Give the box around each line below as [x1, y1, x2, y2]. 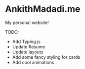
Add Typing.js [12, 38, 41, 45]
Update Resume [12, 44, 45, 49]
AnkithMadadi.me [5, 3, 81, 15]
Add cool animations [12, 59, 54, 65]
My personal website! [5, 20, 49, 25]
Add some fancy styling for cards [12, 54, 81, 60]
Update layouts [12, 49, 43, 55]
